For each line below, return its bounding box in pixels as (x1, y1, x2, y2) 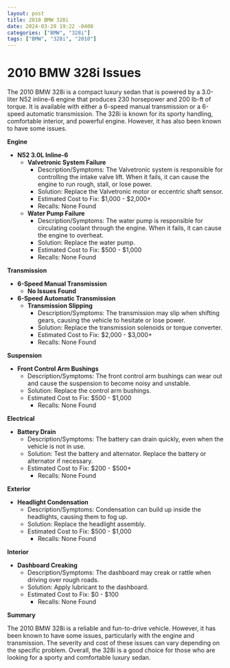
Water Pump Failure (27, 209, 85, 218)
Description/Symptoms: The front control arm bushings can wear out (27, 372, 222, 380)
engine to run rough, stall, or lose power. (37, 180, 152, 189)
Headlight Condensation (16, 498, 89, 507)
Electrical (7, 415, 35, 423)
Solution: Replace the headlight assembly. (27, 520, 146, 529)
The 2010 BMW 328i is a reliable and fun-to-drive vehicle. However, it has (7, 624, 216, 632)
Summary (7, 611, 36, 619)
